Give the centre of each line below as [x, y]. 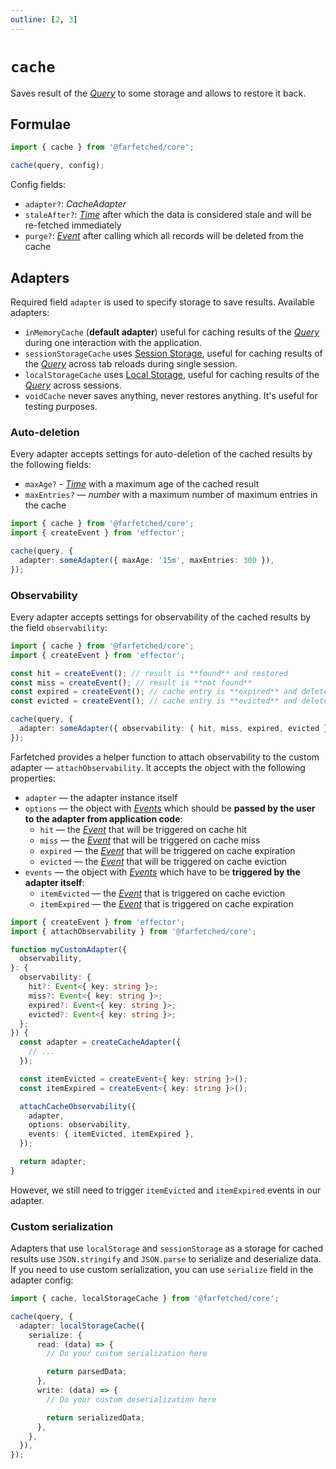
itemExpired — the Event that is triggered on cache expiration [166, 903]
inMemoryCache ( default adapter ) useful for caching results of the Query [172, 332]
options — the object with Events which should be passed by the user [170, 808]
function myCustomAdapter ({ [69, 949]
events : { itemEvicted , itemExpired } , [111, 1134]
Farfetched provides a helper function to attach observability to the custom [165, 757]
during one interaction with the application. [113, 342]
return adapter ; [53, 1162]
